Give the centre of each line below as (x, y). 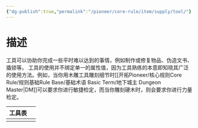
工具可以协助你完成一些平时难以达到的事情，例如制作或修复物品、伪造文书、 (99, 60)
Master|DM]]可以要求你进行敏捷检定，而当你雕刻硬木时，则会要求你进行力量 (99, 90)
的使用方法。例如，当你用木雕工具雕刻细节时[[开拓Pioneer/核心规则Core (94, 75)
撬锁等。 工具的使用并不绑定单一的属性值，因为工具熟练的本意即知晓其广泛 (98, 67)
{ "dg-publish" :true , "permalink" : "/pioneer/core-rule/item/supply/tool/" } (99, 12)
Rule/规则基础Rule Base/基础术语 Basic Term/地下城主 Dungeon (84, 82)
